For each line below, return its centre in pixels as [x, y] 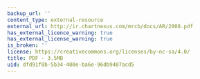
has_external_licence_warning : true [60, 33]
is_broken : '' [28, 45]
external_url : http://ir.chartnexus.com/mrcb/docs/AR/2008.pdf [100, 26]
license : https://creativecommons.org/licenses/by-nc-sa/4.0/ [99, 52]
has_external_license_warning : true [60, 39]
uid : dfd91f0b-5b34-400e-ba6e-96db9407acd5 [71, 65]
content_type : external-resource [55, 20]
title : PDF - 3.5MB [35, 58]
